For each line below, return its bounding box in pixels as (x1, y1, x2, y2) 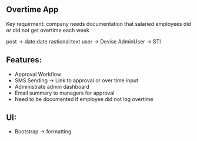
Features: (6, 55, 42, 65)
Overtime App (6, 5, 59, 15)
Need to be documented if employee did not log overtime (14, 95, 154, 102)
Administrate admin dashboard (14, 83, 89, 90)
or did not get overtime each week (6, 26, 89, 33)
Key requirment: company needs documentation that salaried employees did (6, 20, 191, 27)
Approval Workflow (14, 70, 62, 78)
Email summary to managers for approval (14, 89, 115, 96)
